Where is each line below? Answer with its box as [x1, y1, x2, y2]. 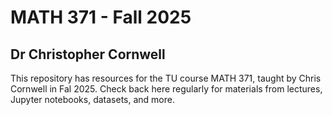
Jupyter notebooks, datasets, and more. [10, 94, 175, 105]
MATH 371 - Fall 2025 [10, 6, 192, 29]
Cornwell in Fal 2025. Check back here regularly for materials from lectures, [10, 83, 323, 95]
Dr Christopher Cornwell [10, 46, 166, 63]
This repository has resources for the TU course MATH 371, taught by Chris [10, 72, 322, 84]
